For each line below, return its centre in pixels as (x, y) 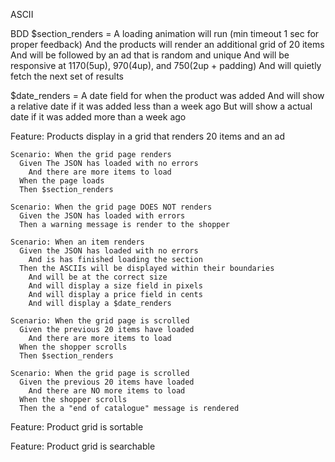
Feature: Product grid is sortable (77, 427)
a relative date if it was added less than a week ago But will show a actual (161, 106)
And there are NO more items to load (107, 391)
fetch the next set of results (67, 76)
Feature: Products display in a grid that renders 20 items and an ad (148, 136)
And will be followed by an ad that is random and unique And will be (150, 55)
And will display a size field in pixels (115, 286)
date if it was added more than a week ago (98, 117)
